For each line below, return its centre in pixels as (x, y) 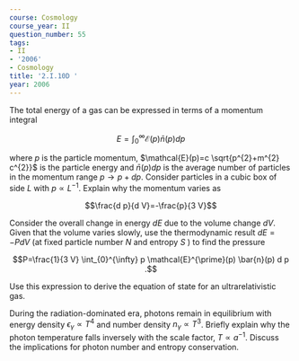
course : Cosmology (44, 18)
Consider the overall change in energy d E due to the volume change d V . (143, 223)
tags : (19, 43)
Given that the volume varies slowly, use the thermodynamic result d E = (142, 232)
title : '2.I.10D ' (44, 76)
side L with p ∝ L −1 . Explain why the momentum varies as (115, 187)
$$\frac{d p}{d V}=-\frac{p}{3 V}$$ (151, 205)
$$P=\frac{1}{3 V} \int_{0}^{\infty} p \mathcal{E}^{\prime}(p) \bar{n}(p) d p (151, 259)
